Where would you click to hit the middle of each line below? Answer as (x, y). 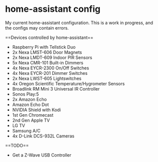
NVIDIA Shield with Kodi (36, 110)
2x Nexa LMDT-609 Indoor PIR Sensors (52, 57)
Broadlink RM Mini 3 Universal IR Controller (56, 89)
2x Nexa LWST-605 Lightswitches (47, 78)
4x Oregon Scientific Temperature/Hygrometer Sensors (68, 83)
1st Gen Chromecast (33, 115)
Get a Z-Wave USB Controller (42, 155)
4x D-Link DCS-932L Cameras (43, 136)
